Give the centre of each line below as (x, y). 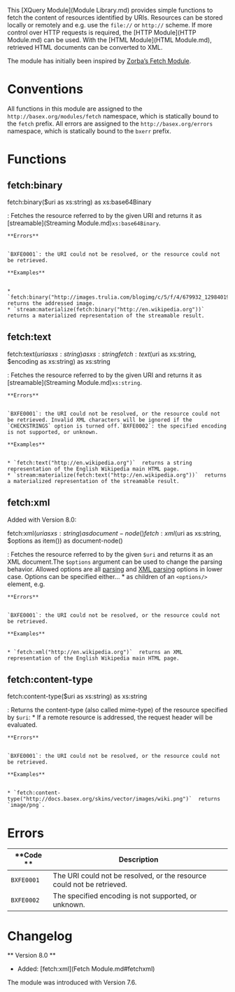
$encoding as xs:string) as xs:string (59, 361)
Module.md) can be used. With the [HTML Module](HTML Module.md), (109, 40)
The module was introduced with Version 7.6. (72, 983)
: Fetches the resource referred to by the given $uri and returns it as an (110, 554)
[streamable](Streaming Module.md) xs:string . (74, 382)
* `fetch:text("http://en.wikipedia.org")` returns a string (100, 463)
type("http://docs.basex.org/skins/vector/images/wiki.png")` (100, 799)
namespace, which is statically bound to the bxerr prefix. (89, 131)
